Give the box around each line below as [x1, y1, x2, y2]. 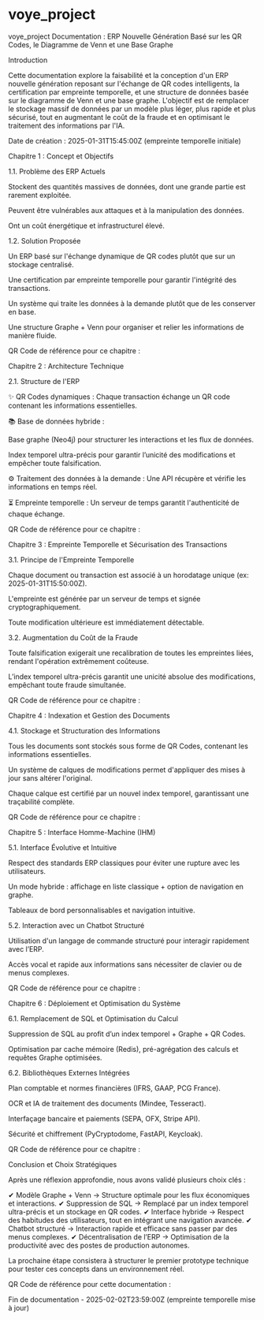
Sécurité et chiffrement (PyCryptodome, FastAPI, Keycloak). [8, 1129, 203, 1139]
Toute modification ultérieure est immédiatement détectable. [8, 617, 205, 627]
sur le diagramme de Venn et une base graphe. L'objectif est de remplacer [8, 95, 250, 105]
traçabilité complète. [8, 796, 75, 806]
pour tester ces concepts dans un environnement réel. [8, 1264, 185, 1273]
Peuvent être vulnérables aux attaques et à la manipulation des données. [8, 205, 244, 214]
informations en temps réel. [8, 482, 98, 491]
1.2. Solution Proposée [8, 236, 81, 245]
